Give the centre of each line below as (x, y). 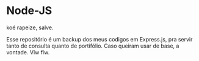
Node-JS (29, 11)
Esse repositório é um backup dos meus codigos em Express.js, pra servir (99, 39)
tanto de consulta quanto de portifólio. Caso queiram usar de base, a (93, 46)
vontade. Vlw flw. (28, 52)
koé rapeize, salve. (30, 27)
